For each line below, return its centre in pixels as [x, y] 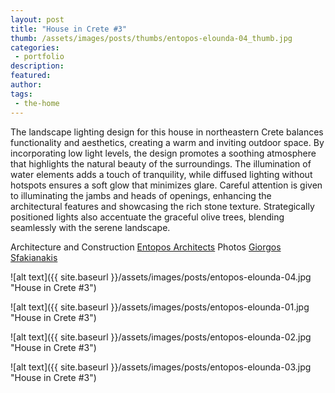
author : [26, 85]
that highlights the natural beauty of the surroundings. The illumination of [161, 163]
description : [37, 66]
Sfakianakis [34, 257]
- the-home [37, 103]
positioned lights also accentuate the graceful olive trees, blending [147, 217]
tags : [21, 94]
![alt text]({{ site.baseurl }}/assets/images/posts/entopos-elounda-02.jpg [161, 337]
